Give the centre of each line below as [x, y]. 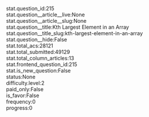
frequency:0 [21, 101]
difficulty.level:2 [26, 83]
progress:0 [19, 108]
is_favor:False [23, 95]
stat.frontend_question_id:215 [42, 64]
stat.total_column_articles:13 [40, 58]
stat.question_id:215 [30, 8]
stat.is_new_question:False [38, 70]
